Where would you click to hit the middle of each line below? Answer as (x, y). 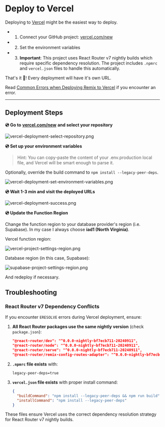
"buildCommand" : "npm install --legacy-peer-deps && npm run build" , (89, 396)
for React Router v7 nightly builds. (39, 420)
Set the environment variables (50, 47)
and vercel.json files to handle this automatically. (70, 68)
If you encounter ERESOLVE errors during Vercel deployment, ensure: (73, 317)
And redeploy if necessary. (32, 277)
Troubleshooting (31, 292)
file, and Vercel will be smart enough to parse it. (65, 162)
